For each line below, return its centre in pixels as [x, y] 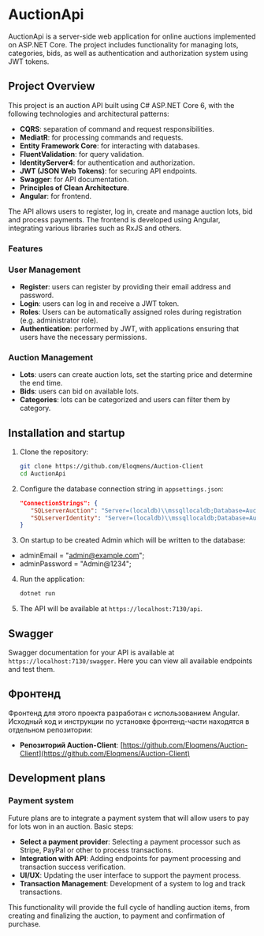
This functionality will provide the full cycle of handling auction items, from [129, 907]
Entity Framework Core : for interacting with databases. [110, 145]
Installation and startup [67, 433]
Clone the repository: [54, 452]
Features [26, 248]
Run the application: [52, 579]
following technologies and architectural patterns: [89, 114]
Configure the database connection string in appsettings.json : [121, 489]
